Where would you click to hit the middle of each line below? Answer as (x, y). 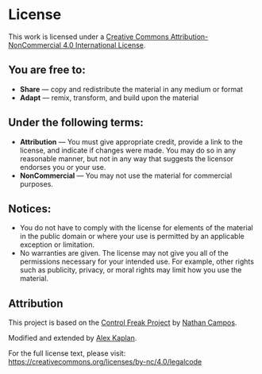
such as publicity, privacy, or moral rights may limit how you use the (131, 270)
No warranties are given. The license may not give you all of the (124, 253)
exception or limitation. (57, 245)
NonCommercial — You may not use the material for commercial (126, 175)
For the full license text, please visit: (67, 353)
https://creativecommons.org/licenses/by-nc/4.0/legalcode (105, 362)
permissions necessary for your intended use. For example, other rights (137, 262)
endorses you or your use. (63, 167)
